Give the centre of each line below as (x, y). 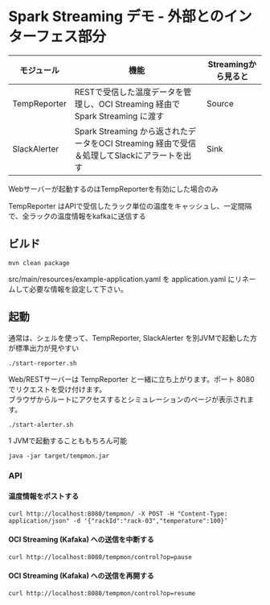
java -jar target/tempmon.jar (59, 456)
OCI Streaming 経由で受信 (147, 143)
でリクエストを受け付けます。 (57, 389)
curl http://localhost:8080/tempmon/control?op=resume (102, 594)
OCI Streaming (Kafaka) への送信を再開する (81, 576)
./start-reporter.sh (43, 363)
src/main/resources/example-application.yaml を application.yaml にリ (125, 279)
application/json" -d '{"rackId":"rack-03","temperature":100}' (118, 520)
